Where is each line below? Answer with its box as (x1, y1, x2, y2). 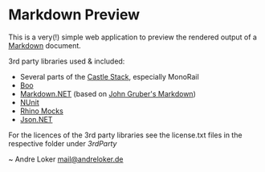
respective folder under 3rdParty (8, 138, 117, 148)
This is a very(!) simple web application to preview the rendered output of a (8, 32, 257, 42)
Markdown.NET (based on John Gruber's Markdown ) (19, 88, 197, 98)
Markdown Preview (8, 6, 141, 24)
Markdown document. (8, 40, 82, 50)
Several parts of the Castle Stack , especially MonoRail (19, 72, 199, 81)
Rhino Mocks (19, 106, 64, 116)
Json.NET (19, 114, 53, 124)
